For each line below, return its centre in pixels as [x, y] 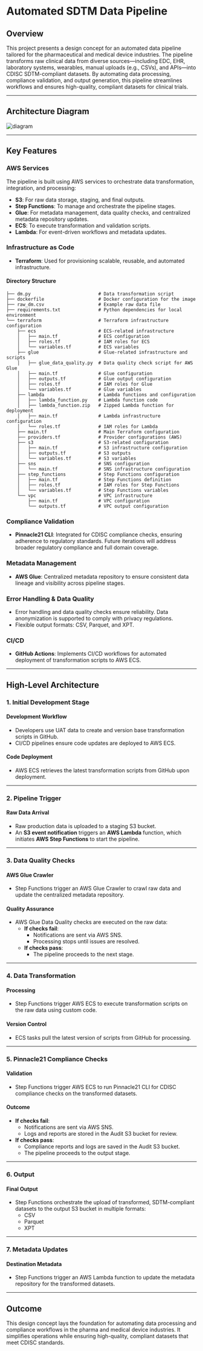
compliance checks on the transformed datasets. [76, 1093]
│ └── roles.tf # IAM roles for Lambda [88, 426]
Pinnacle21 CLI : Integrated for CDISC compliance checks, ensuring [98, 534]
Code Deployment [30, 757]
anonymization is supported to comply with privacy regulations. [94, 618]
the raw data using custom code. [56, 1010]
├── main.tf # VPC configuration [89, 501]
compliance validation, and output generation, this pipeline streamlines [94, 80]
